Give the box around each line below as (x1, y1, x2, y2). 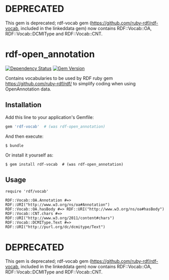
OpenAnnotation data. (5, 86, 52, 92)
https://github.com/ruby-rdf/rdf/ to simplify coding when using (5, 80, 136, 86)
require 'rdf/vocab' (5, 189, 49, 194)
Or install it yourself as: (5, 152, 53, 158)
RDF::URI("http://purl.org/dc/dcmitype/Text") (5, 225, 106, 230)
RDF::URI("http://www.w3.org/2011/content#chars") (5, 215, 115, 221)
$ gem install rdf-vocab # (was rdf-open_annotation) (5, 162, 124, 167)
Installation (5, 101, 42, 109)
